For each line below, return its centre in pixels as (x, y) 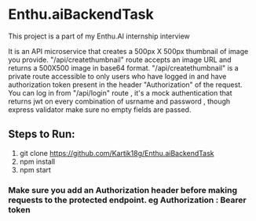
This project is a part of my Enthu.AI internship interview (99, 36)
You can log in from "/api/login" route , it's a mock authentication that (120, 92)
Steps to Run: (42, 134)
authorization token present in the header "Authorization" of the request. (125, 85)
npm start (35, 169)
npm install (37, 161)
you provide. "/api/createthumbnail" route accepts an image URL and (120, 60)
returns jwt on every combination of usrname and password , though (119, 101)
